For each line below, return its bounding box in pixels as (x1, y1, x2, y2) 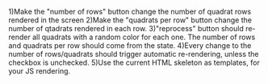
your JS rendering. (8, 66, 71, 75)
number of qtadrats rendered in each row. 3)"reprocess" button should (8, 24, 244, 33)
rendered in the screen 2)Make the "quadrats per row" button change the (8, 15, 253, 25)
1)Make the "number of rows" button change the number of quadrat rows (8, 7, 252, 16)
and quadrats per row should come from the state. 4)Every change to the (8, 41, 252, 50)
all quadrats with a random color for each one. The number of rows (31, 32, 256, 42)
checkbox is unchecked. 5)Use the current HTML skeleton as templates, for (8, 58, 260, 67)
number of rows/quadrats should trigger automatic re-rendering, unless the (8, 50, 260, 58)
